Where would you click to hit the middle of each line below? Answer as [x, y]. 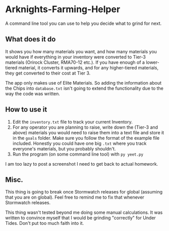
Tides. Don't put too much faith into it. [45, 223]
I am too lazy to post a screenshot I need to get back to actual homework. [82, 164]
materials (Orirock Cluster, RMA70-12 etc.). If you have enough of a [75, 62]
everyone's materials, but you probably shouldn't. [64, 148]
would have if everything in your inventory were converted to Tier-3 [76, 57]
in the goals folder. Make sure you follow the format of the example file [86, 138]
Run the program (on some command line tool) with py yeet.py [78, 154]
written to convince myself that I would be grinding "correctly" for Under [81, 218]
